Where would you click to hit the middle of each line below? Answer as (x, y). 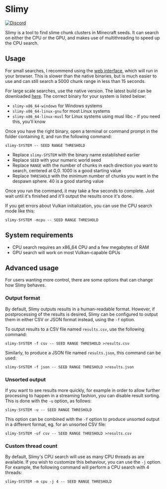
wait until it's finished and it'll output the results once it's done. (69, 196)
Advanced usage (32, 268)
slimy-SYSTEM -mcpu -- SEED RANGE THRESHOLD (52, 220)
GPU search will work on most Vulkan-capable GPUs (66, 252)
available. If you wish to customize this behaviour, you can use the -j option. (83, 462)
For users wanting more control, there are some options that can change (79, 280)
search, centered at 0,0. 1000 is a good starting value (67, 170)
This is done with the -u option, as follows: (48, 401)
